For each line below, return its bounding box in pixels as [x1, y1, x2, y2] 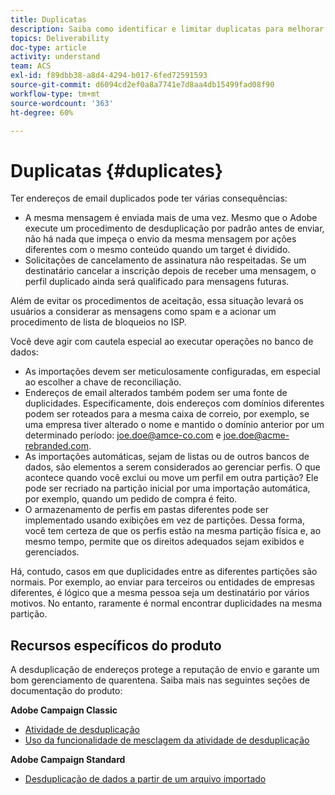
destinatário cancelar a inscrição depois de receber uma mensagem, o [24, 265, 317, 277]
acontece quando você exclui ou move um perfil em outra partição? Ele [24, 472, 319, 484]
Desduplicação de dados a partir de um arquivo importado [24, 773, 267, 785]
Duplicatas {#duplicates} [10, 159, 224, 182]
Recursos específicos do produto [10, 637, 222, 654]
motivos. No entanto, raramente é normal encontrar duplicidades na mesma [10, 597, 323, 610]
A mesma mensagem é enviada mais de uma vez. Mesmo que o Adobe [24, 212, 318, 224]
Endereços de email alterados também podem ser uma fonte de [24, 387, 288, 399]
